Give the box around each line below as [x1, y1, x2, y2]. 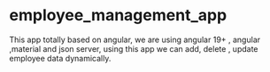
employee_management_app [9, 5, 228, 25]
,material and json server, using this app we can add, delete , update [9, 43, 258, 54]
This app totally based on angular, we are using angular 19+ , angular [9, 34, 261, 45]
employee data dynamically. [9, 53, 112, 63]
